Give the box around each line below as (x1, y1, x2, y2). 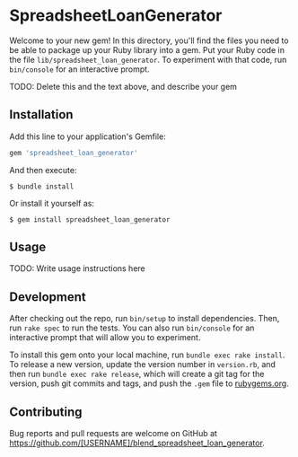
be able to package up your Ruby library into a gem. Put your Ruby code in (9, 44, 285, 55)
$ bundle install (9, 181, 74, 191)
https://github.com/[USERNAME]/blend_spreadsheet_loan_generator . (9, 437, 265, 449)
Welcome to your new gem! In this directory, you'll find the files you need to (9, 35, 289, 46)
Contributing (9, 404, 83, 419)
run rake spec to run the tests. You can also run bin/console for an (9, 322, 255, 333)
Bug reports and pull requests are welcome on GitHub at (9, 428, 218, 439)
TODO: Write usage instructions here (9, 263, 145, 274)
